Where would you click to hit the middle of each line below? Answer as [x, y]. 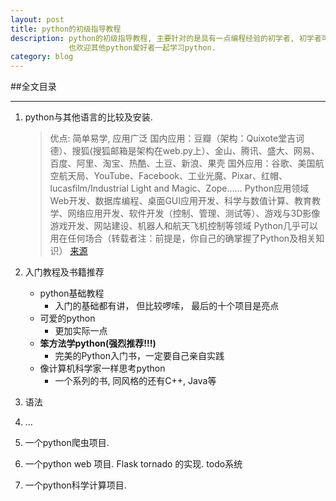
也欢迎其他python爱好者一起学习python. [142, 47]
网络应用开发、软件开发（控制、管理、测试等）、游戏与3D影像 [194, 213]
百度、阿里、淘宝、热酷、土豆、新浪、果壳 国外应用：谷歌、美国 [182, 163]
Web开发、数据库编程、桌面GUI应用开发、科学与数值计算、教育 [181, 201]
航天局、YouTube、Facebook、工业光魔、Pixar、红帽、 [173, 176]
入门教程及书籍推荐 [64, 272]
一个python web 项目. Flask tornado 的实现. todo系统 [133, 464]
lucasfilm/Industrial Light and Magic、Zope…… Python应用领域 [179, 188]
